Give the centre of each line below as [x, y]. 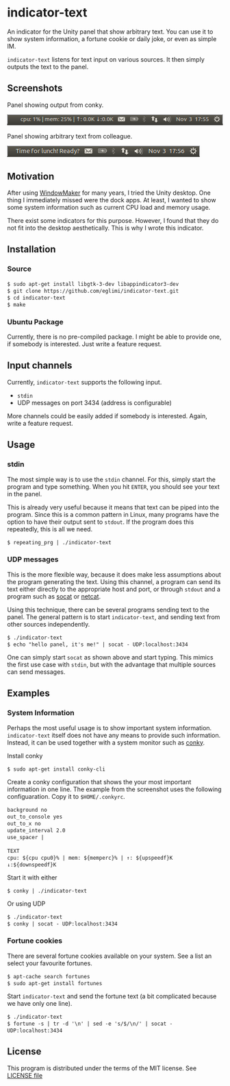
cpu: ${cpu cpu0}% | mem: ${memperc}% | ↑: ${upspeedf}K [90, 858]
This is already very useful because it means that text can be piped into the [113, 507]
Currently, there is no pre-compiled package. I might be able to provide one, [114, 337]
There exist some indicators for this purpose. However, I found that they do [113, 221]
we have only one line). [40, 1003]
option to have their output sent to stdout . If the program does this [101, 522]
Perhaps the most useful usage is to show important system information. [110, 727]
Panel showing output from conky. [55, 105]
